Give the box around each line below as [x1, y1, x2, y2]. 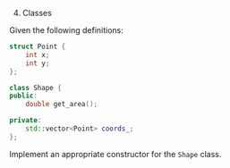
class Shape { [9, 83, 63, 92]
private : [9, 116, 42, 125]
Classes [21, 8, 52, 18]
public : [9, 91, 38, 101]
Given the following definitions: [9, 25, 124, 35]
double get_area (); [25, 100, 98, 109]
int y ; [25, 58, 50, 68]
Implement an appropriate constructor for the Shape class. [9, 148, 222, 159]
